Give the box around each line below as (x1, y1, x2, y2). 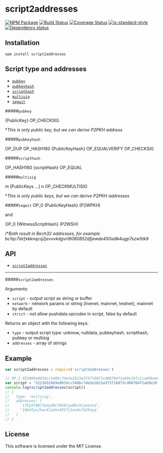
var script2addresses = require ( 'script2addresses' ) (5, 367, 114, 372)
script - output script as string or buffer (12, 295, 93, 301)
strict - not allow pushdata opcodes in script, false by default (12, 311, 137, 317)
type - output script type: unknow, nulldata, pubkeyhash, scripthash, (12, 330, 149, 336)
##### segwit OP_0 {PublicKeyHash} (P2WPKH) (5, 202, 101, 208)
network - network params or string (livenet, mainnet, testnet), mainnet (12, 301, 153, 307)
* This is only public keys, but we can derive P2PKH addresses (5, 193, 130, 199)
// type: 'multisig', (5, 394, 53, 399)
